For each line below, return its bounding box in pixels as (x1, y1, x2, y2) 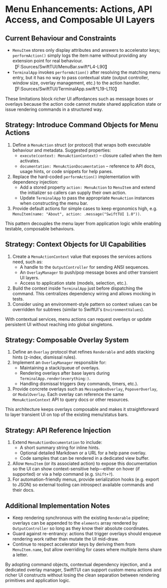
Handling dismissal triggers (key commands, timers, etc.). (19, 381, 139, 387)
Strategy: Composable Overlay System (5, 336, 129, 345)
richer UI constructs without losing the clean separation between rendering (5, 572, 160, 578)
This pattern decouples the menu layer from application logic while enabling (5, 220, 162, 226)
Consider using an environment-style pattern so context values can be (12, 301, 158, 307)
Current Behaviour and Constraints (5, 34, 116, 42)
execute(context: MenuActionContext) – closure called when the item (19, 152, 162, 158)
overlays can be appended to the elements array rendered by (12, 520, 138, 526)
